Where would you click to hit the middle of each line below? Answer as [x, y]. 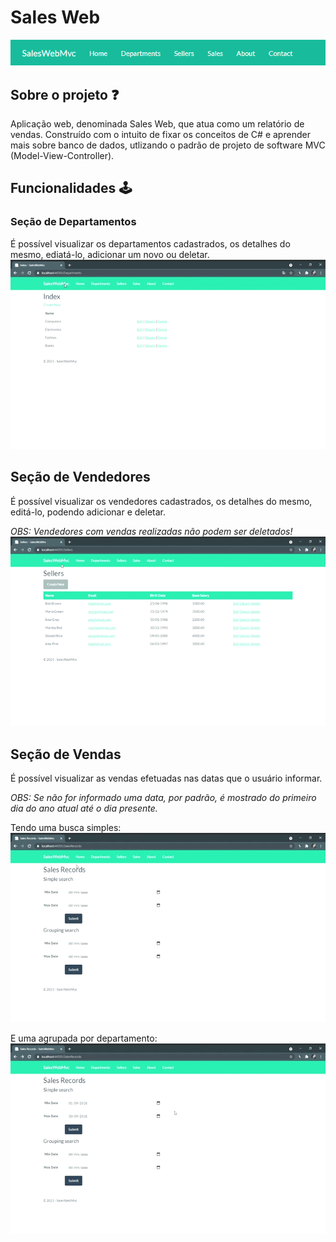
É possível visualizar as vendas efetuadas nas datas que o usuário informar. [166, 778]
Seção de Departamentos [73, 222]
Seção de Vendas [66, 754]
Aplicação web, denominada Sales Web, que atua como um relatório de [157, 124]
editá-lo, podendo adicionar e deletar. [88, 512]
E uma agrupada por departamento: [84, 1038]
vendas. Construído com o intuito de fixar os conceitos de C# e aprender [160, 135]
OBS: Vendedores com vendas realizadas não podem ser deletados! [151, 531]
